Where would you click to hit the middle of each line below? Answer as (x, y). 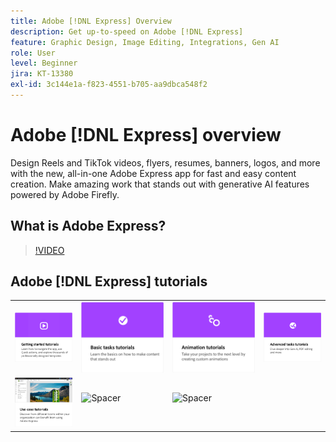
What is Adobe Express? (88, 226)
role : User (33, 53)
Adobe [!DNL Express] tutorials (109, 281)
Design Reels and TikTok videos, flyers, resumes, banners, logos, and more (165, 162)
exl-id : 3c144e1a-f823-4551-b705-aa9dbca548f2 (109, 85)
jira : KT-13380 (42, 74)
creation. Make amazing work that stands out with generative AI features (160, 184)
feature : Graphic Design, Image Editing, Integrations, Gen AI (145, 42)
